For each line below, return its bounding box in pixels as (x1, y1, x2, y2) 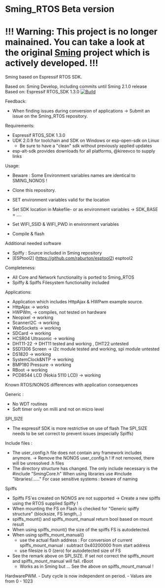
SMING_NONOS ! (12, 178, 48, 184)
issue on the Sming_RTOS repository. (12, 113, 88, 119)
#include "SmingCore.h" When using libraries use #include (12, 471, 132, 477)
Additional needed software (5, 241, 62, 247)
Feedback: (5, 98, 27, 104)
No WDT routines (12, 401, 48, 407)
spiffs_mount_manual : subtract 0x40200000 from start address (19, 543, 150, 548)
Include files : (5, 440, 33, 446)
